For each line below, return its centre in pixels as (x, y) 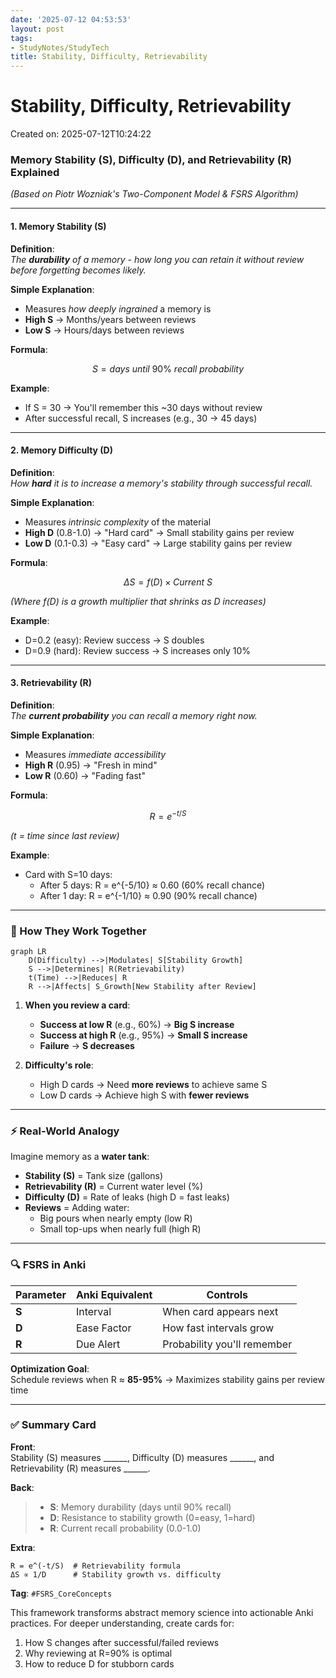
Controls (227, 1294)
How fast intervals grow (218, 1328)
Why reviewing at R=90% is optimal (98, 1653)
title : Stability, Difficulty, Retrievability (109, 57)
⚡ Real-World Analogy (65, 1131)
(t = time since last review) (65, 835)
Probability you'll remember (227, 1344)
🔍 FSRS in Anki (48, 1265)
